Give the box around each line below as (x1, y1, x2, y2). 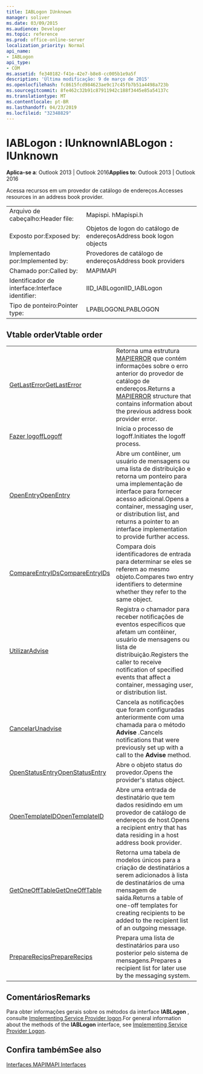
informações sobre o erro (115, 362, 188, 370)
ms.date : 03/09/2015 (6, 20, 59, 26)
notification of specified (115, 665, 184, 674)
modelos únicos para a (115, 856, 181, 864)
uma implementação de (115, 480, 183, 488)
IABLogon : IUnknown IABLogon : (6, 136, 173, 150)
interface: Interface (9, 284, 62, 293)
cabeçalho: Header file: (9, 215, 74, 223)
